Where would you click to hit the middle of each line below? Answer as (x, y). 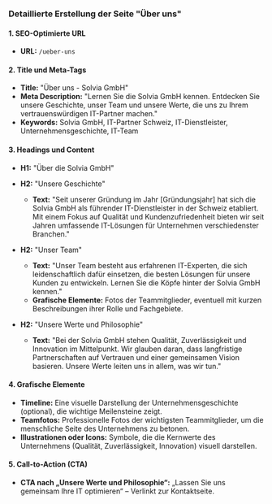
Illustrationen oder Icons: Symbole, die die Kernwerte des (118, 437)
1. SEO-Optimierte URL (47, 33)
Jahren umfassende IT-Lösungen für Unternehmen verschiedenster (146, 225)
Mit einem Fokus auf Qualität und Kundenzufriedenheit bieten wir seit (148, 216)
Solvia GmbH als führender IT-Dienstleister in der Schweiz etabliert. (145, 208)
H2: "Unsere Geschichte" (63, 184)
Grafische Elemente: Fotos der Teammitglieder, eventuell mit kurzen (147, 300)
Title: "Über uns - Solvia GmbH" (74, 88)
